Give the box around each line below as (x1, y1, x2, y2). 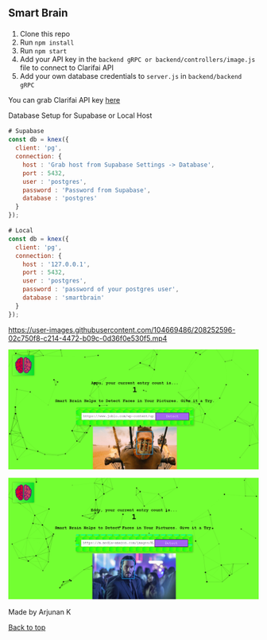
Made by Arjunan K (8, 607, 72, 617)
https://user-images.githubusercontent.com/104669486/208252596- (8, 325, 236, 334)
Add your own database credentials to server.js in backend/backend (19, 72, 242, 81)
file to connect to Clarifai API (19, 63, 114, 72)
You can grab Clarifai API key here (8, 96, 121, 105)
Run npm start (19, 46, 68, 56)
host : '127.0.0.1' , (22, 260, 91, 268)
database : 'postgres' (22, 194, 98, 202)
